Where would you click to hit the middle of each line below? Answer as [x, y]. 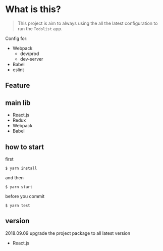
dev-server [32, 59]
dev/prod [30, 54]
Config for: [16, 38]
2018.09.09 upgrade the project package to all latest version [68, 233]
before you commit [25, 196]
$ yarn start [19, 187]
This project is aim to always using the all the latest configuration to [88, 23]
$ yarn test [18, 206]
